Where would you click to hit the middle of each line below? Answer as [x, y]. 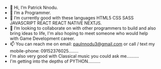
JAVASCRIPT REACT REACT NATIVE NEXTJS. [56, 23]
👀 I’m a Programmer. [30, 13]
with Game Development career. [42, 38]
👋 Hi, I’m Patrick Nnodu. [34, 8]
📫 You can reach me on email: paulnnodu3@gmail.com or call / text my [82, 44]
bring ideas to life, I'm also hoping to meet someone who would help [79, 33]
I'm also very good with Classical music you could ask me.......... [74, 56]
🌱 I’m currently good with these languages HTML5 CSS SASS [72, 18]
